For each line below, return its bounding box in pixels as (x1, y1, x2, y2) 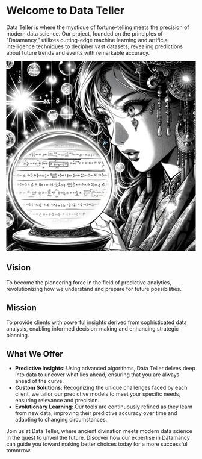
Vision (6, 263, 31, 273)
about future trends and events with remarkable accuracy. (6, 49, 150, 56)
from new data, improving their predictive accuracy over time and (14, 410, 177, 417)
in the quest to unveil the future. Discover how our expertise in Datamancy (6, 434, 191, 442)
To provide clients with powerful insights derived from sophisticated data (6, 319, 188, 326)
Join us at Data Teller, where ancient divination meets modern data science (6, 428, 192, 435)
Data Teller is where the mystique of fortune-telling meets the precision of (6, 23, 189, 31)
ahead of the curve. (14, 378, 64, 385)
